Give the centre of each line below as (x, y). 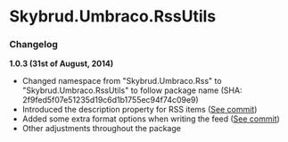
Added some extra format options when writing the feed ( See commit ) (151, 119)
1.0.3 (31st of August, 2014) (62, 63)
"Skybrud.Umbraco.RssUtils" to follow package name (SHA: (132, 90)
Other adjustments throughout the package (101, 129)
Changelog (33, 45)
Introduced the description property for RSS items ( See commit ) (140, 110)
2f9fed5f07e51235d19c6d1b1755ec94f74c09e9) (110, 100)
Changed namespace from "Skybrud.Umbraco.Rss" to (122, 81)
